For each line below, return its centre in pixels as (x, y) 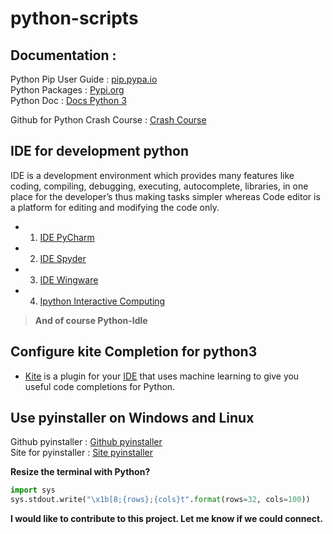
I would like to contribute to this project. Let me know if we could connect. (166, 519)
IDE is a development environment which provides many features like (152, 175)
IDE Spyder (63, 258)
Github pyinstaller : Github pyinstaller (86, 442)
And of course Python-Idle (91, 320)
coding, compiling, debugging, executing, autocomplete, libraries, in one (159, 186)
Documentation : (63, 55)
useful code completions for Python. (100, 386)
